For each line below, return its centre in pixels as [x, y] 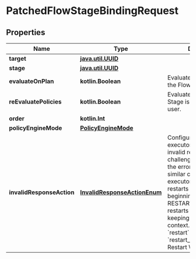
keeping [178, 218]
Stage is [178, 102]
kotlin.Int [92, 118]
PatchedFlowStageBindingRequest [92, 11]
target [17, 58]
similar [176, 174]
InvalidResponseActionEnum [121, 192]
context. [178, 225]
